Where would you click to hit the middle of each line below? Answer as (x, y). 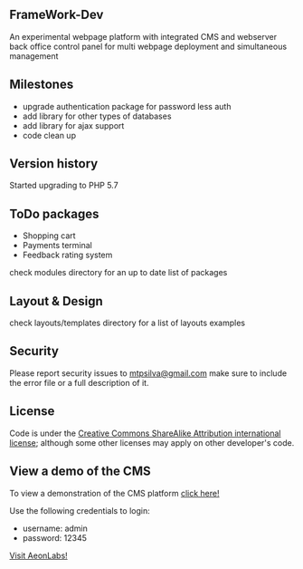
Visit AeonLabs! (38, 555)
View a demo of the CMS (80, 472)
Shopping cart (49, 236)
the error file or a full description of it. (79, 382)
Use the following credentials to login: (80, 510)
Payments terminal (57, 246)
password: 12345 (55, 537)
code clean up (49, 135)
